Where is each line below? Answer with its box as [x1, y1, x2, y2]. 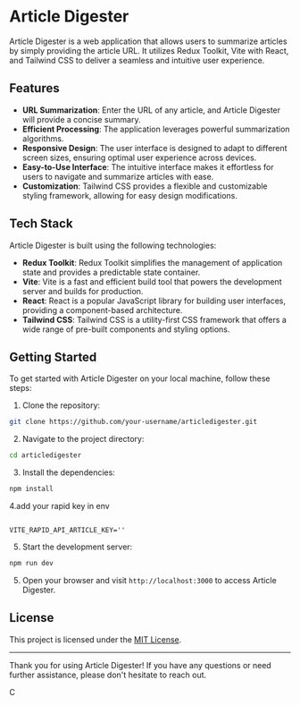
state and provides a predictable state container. [21, 267, 201, 277]
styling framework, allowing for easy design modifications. [21, 190, 238, 200]
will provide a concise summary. [21, 114, 141, 124]
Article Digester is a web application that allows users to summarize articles [9, 36, 287, 47]
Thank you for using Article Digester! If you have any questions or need [9, 659, 272, 670]
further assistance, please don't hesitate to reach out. [9, 669, 207, 680]
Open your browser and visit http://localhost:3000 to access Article [21, 574, 277, 585]
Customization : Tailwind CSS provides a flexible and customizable [21, 181, 268, 191]
